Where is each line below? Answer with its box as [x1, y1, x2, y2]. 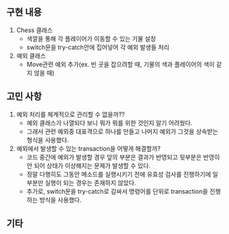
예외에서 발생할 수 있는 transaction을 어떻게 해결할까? [16, 144, 161, 153]
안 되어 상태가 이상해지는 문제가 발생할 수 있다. [26, 161, 151, 170]
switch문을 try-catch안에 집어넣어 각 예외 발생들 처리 [26, 43, 170, 51]
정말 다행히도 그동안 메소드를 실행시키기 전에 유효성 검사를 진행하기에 [26, 170, 211, 178]
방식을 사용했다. [39, 196, 82, 204]
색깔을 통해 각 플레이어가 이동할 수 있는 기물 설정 [26, 34, 157, 42]
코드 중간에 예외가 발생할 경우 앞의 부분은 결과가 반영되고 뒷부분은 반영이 [26, 153, 220, 161]
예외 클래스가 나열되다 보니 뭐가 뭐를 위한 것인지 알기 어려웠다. [26, 118, 193, 127]
